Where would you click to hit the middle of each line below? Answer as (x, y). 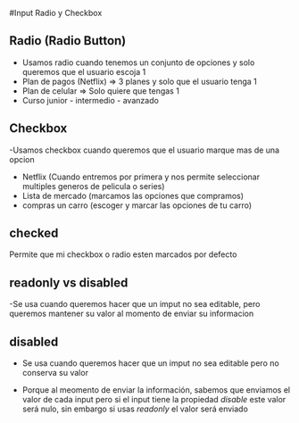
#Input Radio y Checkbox (56, 13)
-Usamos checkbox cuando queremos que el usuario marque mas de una (144, 150)
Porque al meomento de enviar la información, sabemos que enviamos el (156, 390)
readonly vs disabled (69, 282)
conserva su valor (55, 373)
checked (34, 233)
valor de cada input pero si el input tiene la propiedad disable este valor (154, 400)
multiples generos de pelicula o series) (93, 186)
